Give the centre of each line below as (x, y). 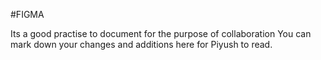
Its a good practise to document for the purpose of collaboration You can (161, 33)
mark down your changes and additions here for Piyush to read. (141, 44)
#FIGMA (27, 14)
